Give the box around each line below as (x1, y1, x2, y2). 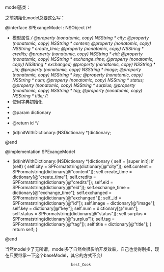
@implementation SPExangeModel (5, 149, 75, 155)
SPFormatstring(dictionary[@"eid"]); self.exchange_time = (12, 185, 130, 190)
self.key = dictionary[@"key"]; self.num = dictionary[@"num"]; (12, 205, 139, 211)
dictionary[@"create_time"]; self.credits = (12, 174, 97, 180)
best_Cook (71, 262, 91, 267)
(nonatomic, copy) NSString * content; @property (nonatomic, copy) (12, 40, 151, 46)
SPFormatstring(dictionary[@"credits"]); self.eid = (12, 179, 113, 185)
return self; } (12, 227, 38, 232)
